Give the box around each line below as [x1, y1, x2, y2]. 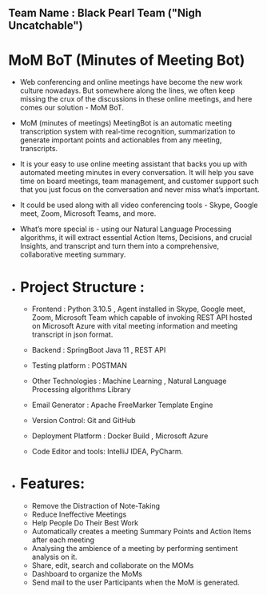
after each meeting [31, 535, 94, 545]
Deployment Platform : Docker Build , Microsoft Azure [31, 431, 209, 441]
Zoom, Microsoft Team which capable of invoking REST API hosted [31, 313, 253, 322]
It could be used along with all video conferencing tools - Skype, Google [19, 200, 258, 210]
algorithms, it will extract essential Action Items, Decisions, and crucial [19, 233, 253, 242]
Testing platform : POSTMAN [31, 361, 128, 370]
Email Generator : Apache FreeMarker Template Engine [31, 400, 213, 410]
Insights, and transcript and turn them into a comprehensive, [19, 242, 220, 251]
